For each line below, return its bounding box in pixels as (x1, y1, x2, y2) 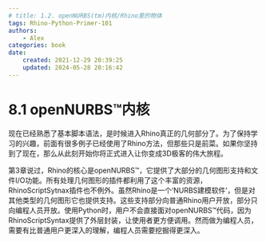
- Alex (22, 34, 45, 42)
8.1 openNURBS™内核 (8, 101, 150, 118)
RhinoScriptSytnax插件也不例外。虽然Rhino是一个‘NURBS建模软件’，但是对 (8, 185, 256, 195)
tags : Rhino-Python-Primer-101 (8, 19, 113, 27)
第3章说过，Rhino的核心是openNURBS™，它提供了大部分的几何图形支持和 (8, 165, 252, 175)
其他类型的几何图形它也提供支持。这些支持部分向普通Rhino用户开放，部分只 (8, 195, 258, 204)
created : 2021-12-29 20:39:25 (22, 57, 124, 65)
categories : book (8, 42, 66, 50)
